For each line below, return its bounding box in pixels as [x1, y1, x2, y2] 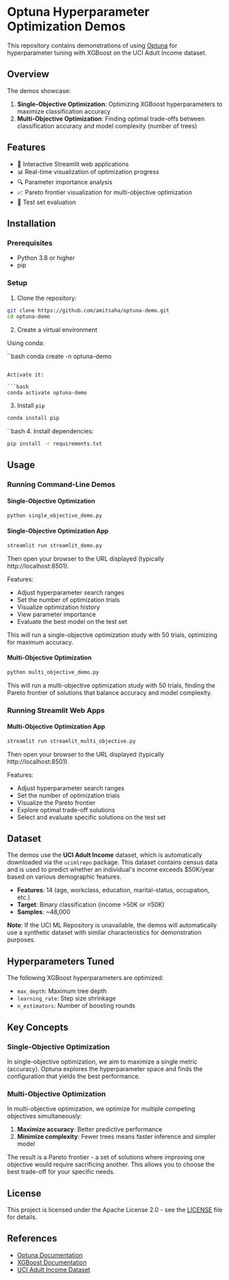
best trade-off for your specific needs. [7, 1168, 116, 1176]
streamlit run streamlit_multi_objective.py [7, 738, 136, 744]
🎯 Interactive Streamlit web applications [16, 160, 129, 168]
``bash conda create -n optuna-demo [7, 352, 112, 360]
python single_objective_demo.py [7, 512, 103, 519]
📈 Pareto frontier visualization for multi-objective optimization [16, 188, 193, 196]
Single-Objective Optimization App [7, 527, 109, 535]
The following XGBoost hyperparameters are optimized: [7, 974, 164, 982]
